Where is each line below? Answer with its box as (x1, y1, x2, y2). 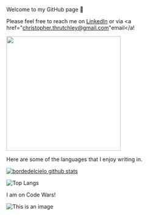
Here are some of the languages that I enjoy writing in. (6, 156, 143, 163)
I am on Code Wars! (6, 191, 56, 198)
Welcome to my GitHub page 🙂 (6, 6, 84, 13)
